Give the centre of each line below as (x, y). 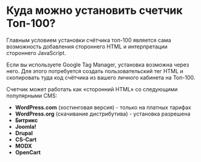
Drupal (24, 133)
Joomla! (26, 126)
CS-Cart (26, 139)
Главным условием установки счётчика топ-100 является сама (89, 40)
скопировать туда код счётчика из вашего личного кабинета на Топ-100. (101, 77)
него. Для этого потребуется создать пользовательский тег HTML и (95, 71)
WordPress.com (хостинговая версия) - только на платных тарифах (103, 107)
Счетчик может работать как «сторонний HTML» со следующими (92, 89)
